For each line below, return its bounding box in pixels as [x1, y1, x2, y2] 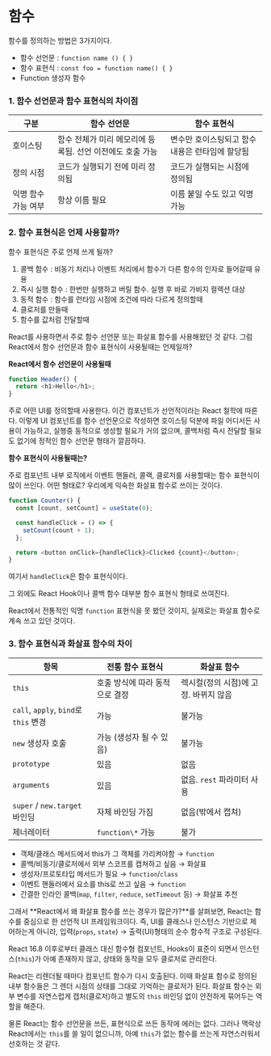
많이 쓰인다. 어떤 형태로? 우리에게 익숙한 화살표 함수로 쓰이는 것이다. [8, 480, 223, 490]
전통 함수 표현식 [106, 661, 164, 672]
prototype [12, 759, 50, 768]
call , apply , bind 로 [12, 704, 83, 716]
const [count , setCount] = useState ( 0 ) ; [15, 505, 153, 513]
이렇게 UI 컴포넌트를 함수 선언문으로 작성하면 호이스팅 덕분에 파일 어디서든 [19, 416, 252, 425]
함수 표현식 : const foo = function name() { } [19, 62, 173, 73]
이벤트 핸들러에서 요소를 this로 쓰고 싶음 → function [19, 879, 186, 889]
